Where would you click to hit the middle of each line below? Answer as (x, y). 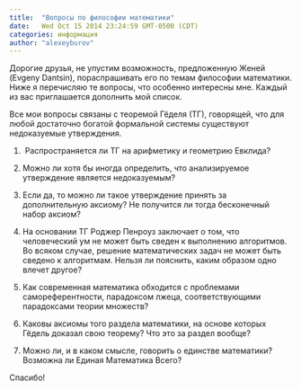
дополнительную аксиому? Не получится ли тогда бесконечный (146, 205)
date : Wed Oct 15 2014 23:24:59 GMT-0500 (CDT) (104, 26)
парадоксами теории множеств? (85, 306)
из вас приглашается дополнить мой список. (96, 97)
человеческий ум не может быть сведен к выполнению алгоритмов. (155, 241)
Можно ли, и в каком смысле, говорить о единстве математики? (147, 350)
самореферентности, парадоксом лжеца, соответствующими (142, 297)
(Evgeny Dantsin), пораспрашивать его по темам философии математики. (150, 78)
